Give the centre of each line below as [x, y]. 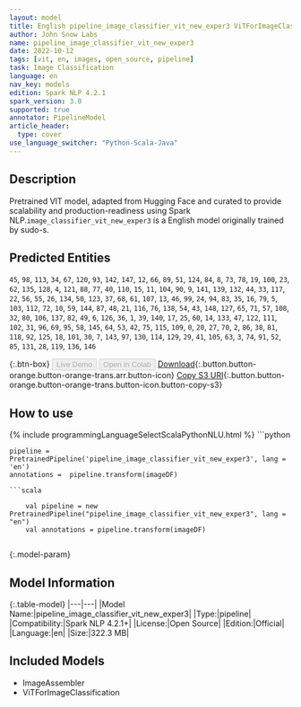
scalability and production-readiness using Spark [100, 210]
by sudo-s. [29, 229]
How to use [41, 413]
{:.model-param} [40, 554]
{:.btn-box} [30, 364]
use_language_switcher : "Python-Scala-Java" [94, 143]
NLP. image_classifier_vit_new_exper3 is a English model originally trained [146, 220]
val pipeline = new [62, 507]
